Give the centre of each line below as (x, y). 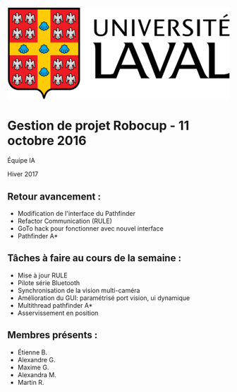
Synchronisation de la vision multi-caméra (79, 290)
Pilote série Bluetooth (48, 282)
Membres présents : (53, 335)
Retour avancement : (54, 196)
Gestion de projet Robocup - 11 (98, 126)
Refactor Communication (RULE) (65, 221)
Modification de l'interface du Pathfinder (77, 213)
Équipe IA (21, 161)
